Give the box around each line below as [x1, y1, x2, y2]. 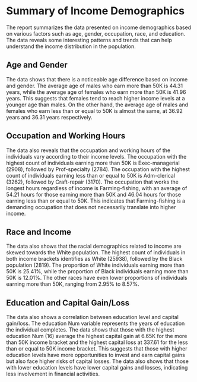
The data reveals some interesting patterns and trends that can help [6, 36, 172, 43]
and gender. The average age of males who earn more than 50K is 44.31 [6, 82, 183, 89]
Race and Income [6, 227, 72, 237]
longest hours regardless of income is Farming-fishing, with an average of [6, 184, 188, 191]
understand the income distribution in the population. [6, 43, 136, 50]
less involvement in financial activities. [6, 370, 100, 378]
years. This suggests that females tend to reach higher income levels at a [6, 94, 185, 102]
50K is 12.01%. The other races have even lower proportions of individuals [6, 274, 188, 282]
